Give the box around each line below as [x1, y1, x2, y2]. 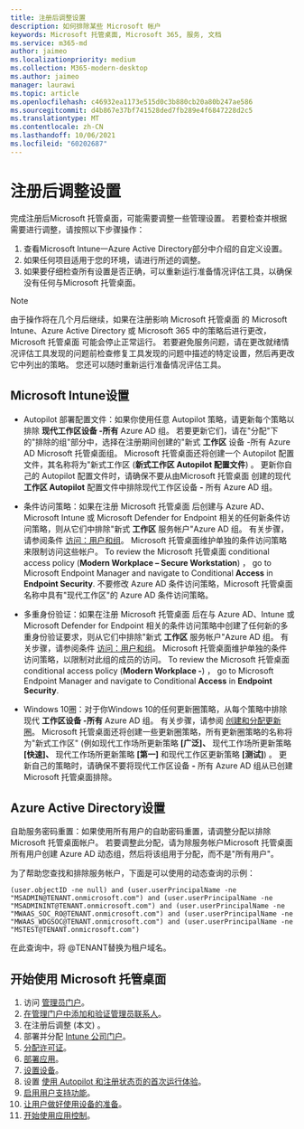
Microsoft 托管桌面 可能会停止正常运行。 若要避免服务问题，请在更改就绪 [10, 336, 282, 347]
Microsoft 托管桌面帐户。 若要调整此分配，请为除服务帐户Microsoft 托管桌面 [10, 837, 293, 848]
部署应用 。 [23, 1054, 64, 1065]
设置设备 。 [23, 1065, 64, 1076]
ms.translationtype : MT [10, 114, 100, 123]
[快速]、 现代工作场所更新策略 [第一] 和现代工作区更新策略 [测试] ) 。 [23, 748, 278, 759]
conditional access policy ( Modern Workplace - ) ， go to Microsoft [23, 665, 274, 676]
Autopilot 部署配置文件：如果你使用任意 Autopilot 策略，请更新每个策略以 [23, 413, 295, 425]
